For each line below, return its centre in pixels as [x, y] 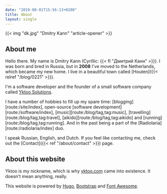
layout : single [21, 19]
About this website [35, 159]
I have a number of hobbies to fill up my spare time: [58, 102]
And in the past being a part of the [102, 123]
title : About [19, 14]
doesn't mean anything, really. [36, 176]
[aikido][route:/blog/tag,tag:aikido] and [102, 117]
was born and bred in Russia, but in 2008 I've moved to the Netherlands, [80, 66]
